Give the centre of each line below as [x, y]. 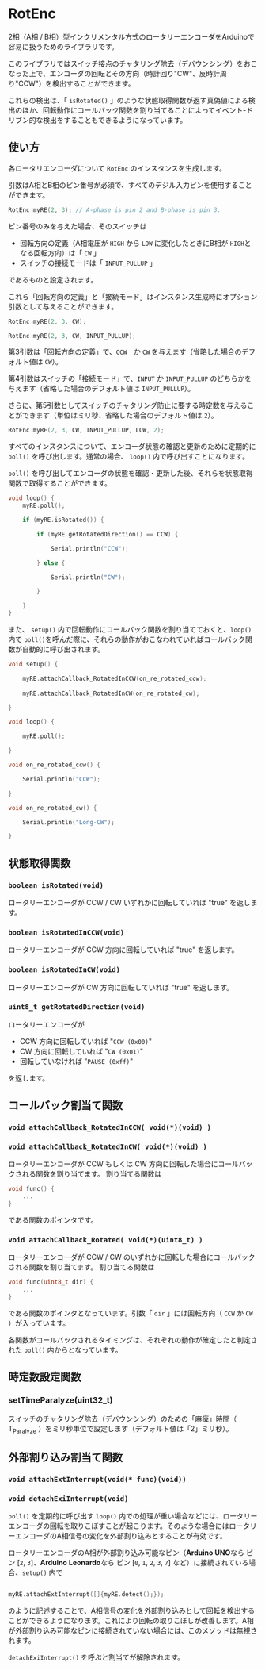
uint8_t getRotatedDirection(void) [77, 1007]
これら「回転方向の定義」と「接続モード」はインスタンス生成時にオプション [133, 296]
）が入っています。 [39, 1323]
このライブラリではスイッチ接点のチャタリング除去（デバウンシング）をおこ [133, 63]
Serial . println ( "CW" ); [88, 577]
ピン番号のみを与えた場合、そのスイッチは [78, 226]
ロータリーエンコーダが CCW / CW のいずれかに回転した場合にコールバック [132, 1257]
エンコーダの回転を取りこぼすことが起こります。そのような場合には [119, 1526]
